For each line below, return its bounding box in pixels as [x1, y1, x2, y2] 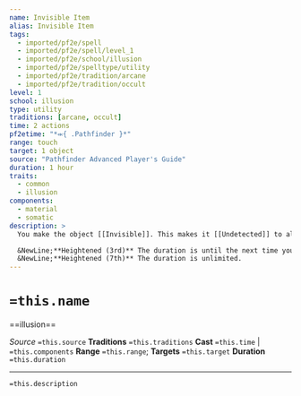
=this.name [9, 293, 90, 310]
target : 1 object [9, 146, 74, 155]
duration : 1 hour [9, 163, 74, 172]
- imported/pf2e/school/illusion [17, 55, 142, 64]
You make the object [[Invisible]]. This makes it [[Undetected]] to [17, 229, 282, 238]
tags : [9, 30, 30, 39]
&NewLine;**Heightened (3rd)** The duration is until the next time [17, 245, 279, 255]
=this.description [9, 380, 78, 389]
